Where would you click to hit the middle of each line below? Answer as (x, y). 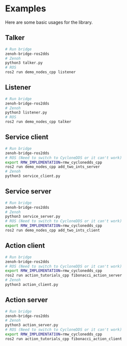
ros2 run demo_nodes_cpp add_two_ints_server (52, 167)
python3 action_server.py (32, 325)
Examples (26, 9)
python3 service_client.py (33, 176)
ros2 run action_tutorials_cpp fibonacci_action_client (63, 339)
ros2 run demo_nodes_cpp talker (38, 122)
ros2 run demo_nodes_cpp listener (41, 72)
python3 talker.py (24, 63)
